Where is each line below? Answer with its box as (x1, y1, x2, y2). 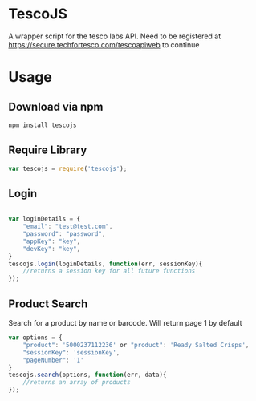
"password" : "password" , (22, 230, 106, 238)
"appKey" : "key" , (22, 237, 81, 245)
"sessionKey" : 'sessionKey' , (22, 348, 120, 357)
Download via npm (8, 99, 104, 113)
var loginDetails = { (8, 215, 81, 223)
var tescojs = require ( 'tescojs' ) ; (8, 164, 128, 172)
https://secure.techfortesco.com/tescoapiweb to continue (8, 39, 200, 49)
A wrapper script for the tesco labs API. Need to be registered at (8, 31, 221, 41)
